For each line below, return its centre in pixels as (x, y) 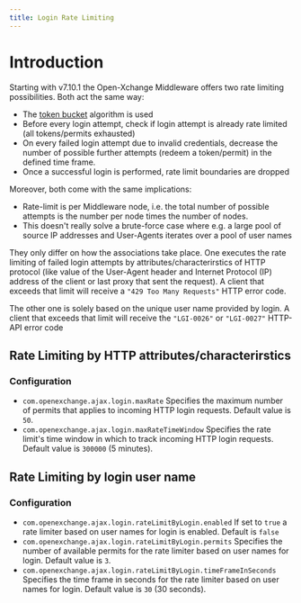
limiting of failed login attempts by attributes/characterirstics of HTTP (137, 262)
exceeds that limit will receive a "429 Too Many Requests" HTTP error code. (148, 291)
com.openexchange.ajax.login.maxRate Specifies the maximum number (153, 400)
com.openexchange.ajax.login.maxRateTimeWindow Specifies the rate (146, 429)
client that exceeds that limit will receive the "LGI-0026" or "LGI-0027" (138, 318)
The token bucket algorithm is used (88, 114)
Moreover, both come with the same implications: (101, 189)
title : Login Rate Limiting (62, 18)
